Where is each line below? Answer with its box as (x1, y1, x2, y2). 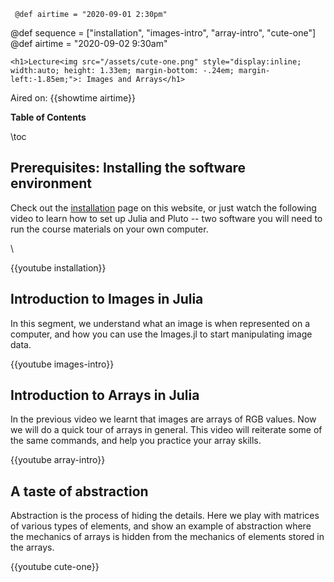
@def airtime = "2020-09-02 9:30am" (10, 38, 168, 49)
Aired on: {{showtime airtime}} (10, 92, 136, 104)
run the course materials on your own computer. (10, 223, 209, 235)
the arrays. (10, 541, 55, 554)
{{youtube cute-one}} (10, 561, 100, 573)
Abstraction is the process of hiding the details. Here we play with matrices (10, 510, 320, 522)
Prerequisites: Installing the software (10, 160, 247, 177)
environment (10, 175, 92, 192)
